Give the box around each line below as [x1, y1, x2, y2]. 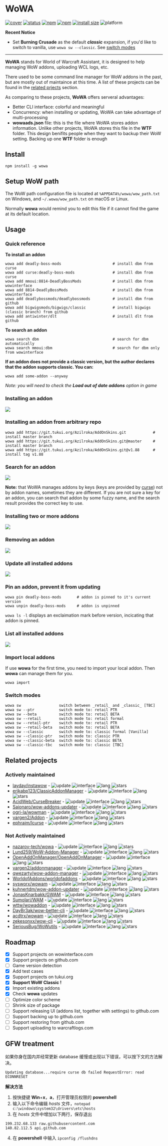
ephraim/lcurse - [12, 819, 47, 825]
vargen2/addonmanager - [12, 865, 66, 871]
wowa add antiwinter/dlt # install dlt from [5, 314, 153, 319]
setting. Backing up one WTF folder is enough [12, 136, 107, 142]
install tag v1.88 [5, 452, 43, 457]
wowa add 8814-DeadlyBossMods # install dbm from [5, 288, 153, 293]
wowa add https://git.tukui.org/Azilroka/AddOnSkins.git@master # [5, 439, 155, 444]
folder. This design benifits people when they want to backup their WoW [12, 130, 161, 136]
